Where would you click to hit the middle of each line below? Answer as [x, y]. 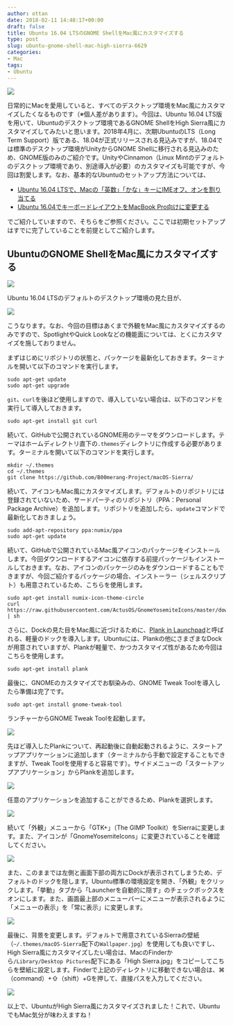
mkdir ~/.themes [31, 465]
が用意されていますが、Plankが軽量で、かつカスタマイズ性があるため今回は [115, 647]
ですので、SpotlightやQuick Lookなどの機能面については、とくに [105, 334]
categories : [24, 53]
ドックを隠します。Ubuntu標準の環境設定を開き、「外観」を [122, 881]
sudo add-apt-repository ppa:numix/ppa [65, 531]
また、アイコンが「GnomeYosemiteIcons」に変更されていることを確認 [119, 836]
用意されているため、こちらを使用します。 [86, 585]
